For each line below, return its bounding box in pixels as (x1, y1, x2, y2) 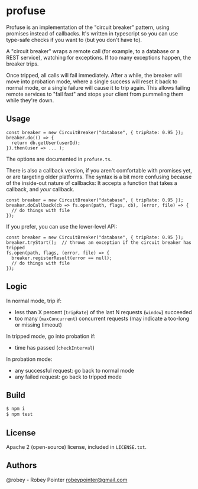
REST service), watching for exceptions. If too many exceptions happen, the (6, 54, 191, 61)
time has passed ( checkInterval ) (14, 344, 95, 351)
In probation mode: (6, 356, 53, 363)
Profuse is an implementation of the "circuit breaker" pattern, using (6, 24, 170, 31)
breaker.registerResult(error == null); (11, 255, 112, 261)
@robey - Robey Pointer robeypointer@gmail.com (6, 476, 128, 483)
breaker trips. (6, 60, 39, 67)
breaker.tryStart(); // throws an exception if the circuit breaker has (6, 239, 192, 246)
